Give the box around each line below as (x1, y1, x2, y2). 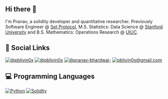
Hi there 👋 (5, 5, 37, 14)
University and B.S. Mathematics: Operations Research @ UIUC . (5, 29, 138, 35)
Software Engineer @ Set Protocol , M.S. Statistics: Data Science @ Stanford (5, 24, 163, 30)
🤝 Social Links (5, 44, 50, 52)
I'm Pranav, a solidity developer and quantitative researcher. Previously (5, 18, 153, 24)
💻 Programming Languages (5, 72, 95, 81)
